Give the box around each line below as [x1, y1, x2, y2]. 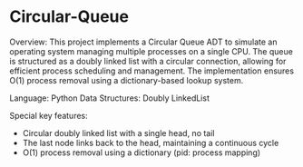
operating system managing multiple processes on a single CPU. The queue [9, 45, 293, 56]
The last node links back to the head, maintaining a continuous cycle [22, 137, 279, 148]
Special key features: [9, 110, 88, 121]
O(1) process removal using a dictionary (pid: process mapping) [22, 147, 261, 158]
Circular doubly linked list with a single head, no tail [22, 127, 215, 138]
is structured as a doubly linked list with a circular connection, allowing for [9, 55, 287, 66]
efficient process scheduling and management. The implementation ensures [9, 65, 295, 76]
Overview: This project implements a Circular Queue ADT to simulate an [9, 36, 278, 47]
